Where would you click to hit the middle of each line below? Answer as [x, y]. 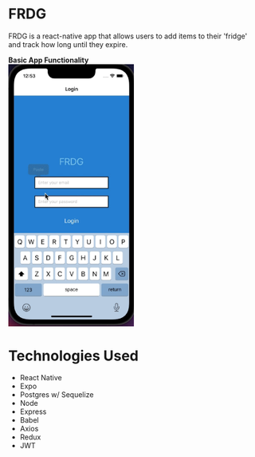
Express [33, 411]
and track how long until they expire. [68, 44]
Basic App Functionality [49, 60]
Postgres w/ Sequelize [57, 395]
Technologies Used [74, 356]
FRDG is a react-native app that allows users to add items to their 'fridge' [128, 36]
